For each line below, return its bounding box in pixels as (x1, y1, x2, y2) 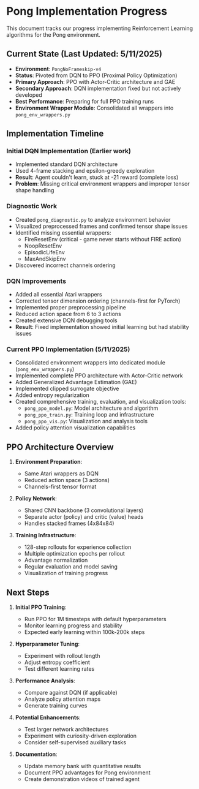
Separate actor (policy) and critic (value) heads (24, 513, 144, 521)
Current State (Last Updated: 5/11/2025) (6, 49, 163, 59)
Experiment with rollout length (24, 652, 100, 659)
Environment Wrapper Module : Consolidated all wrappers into (15, 104, 174, 111)
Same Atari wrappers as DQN (24, 470, 99, 477)
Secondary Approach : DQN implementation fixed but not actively (15, 85, 181, 92)
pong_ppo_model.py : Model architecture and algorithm (24, 404, 159, 412)
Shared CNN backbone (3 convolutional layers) (24, 507, 144, 514)
